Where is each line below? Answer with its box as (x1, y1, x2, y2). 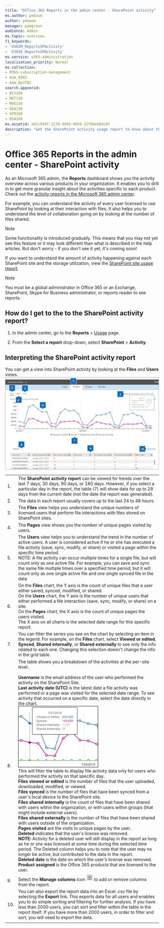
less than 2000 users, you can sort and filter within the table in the (18, 904, 151, 910)
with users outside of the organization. (18, 820, 95, 826)
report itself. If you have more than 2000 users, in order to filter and (18, 909, 154, 915)
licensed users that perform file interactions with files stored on (18, 510, 145, 516)
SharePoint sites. (18, 515, 52, 521)
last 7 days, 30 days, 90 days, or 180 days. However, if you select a (18, 481, 155, 487)
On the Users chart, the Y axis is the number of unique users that (18, 593, 149, 599)
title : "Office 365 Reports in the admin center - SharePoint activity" (5, 8, 156, 13)
